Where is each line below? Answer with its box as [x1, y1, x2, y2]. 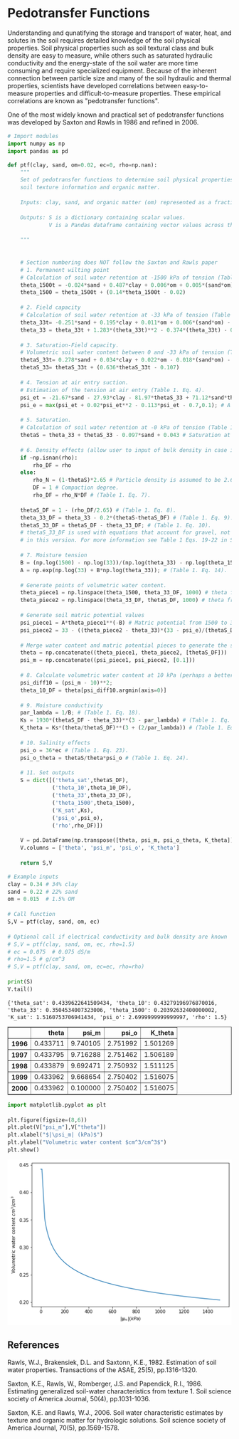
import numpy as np [7, 140, 65, 147]
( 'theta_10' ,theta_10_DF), [52, 784, 132, 791]
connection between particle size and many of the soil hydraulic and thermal [7, 73, 232, 83]
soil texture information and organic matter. [20, 184, 161, 191]
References [7, 1339, 60, 1351]
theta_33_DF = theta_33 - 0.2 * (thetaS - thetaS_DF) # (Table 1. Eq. [20, 514, 221, 521]
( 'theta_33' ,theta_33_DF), [52, 792, 132, 799]
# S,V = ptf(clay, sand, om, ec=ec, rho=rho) [7, 963, 144, 971]
